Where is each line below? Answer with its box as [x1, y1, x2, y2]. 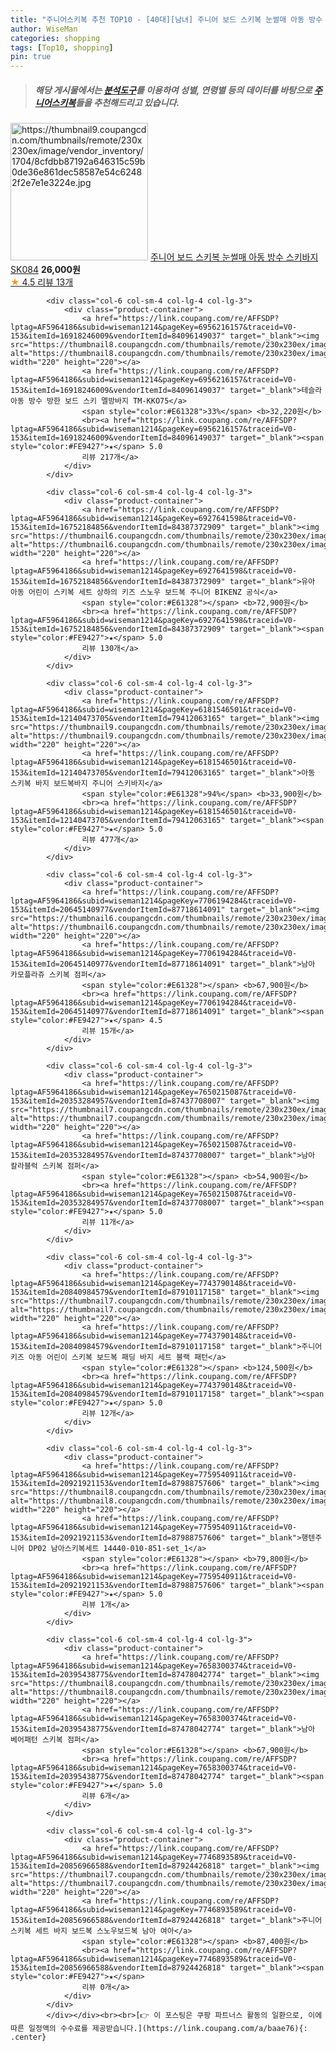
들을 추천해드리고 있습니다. [75, 96, 180, 108]
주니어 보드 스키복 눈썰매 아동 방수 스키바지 [149, 251, 319, 263]
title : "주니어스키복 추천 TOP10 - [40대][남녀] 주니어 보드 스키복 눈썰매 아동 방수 [10, 14, 323, 25]
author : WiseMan [10, 24, 78, 34]
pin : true [10, 52, 52, 62]
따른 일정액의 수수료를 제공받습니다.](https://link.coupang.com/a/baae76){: [10, 2024, 308, 2034]
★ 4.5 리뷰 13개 [10, 276, 74, 288]
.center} [10, 2032, 47, 2043]
